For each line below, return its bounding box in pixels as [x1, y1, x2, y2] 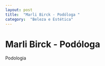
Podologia [5, 55, 26, 61]
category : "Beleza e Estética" [5, 17, 73, 22]
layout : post [5, 7, 33, 13]
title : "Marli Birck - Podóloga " [5, 12, 80, 17]
